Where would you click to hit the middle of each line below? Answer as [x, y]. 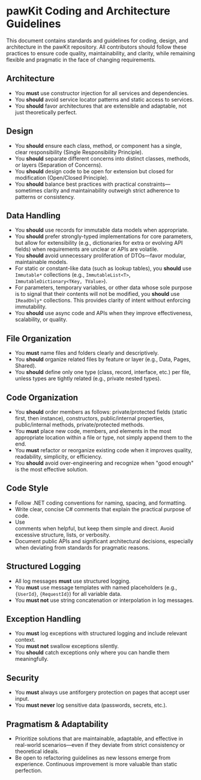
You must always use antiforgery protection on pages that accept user [102, 692]
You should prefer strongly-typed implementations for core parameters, [104, 236]
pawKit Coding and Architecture [88, 11]
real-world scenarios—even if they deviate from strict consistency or [100, 745]
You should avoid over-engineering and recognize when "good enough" [104, 463]
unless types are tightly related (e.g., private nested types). [88, 379]
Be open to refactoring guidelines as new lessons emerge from [93, 758]
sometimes [28, 190]
